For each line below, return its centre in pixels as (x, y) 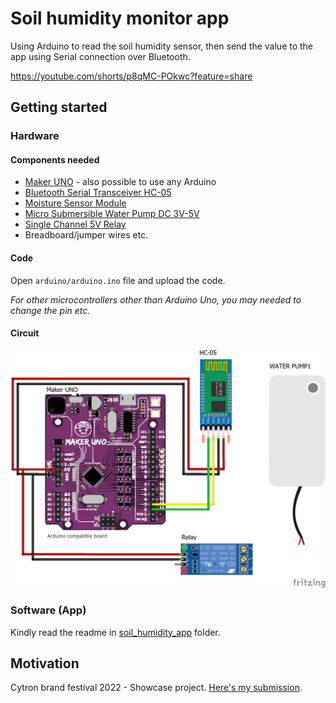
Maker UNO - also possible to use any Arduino (120, 182)
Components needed (55, 159)
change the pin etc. (50, 310)
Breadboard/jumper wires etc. (86, 235)
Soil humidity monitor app (120, 18)
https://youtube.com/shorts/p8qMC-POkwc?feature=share (131, 76)
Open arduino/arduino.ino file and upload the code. (118, 280)
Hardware (35, 136)
